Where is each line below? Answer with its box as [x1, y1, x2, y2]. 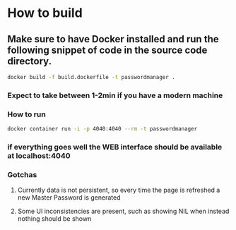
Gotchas [7, 169, 37, 179]
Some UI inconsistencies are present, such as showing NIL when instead [17, 207, 230, 216]
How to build [7, 5, 83, 21]
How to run [7, 109, 46, 119]
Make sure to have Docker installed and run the [7, 33, 219, 45]
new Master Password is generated [17, 193, 122, 202]
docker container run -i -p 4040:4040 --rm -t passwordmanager [7, 126, 198, 133]
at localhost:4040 [7, 150, 71, 160]
